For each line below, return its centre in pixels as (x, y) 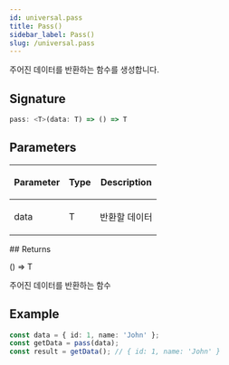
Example (34, 314)
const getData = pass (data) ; (64, 343)
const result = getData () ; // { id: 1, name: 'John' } (115, 352)
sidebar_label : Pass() (52, 34)
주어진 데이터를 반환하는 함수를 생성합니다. (85, 70)
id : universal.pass (46, 18)
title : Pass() (36, 26)
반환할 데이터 (126, 217)
